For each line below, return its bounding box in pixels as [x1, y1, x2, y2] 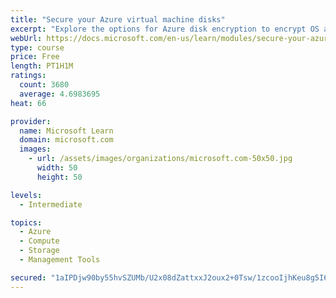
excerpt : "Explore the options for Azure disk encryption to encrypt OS [10, 24, 320, 34]
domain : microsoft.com [19, 135, 114, 145]
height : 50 [36, 172, 83, 182]
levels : [10, 190, 43, 200]
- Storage [19, 246, 60, 256]
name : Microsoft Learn [19, 126, 114, 136]
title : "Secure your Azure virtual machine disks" [10, 14, 226, 25]
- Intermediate [19, 199, 83, 210]
